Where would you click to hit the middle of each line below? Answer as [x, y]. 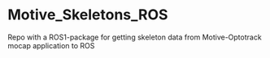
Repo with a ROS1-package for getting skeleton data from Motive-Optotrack [135, 37]
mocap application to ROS [51, 45]
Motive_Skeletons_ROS [88, 15]
